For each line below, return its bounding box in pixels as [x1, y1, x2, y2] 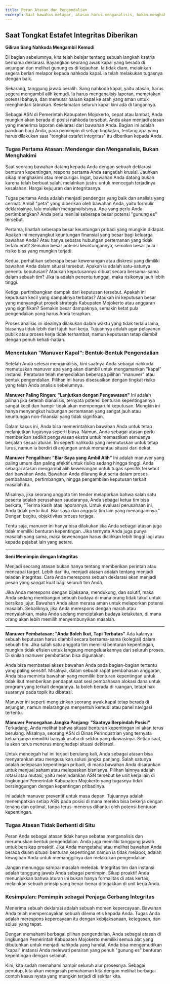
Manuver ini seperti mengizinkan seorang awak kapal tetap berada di [5, 699, 149, 705]
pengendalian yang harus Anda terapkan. [5, 310, 92, 317]
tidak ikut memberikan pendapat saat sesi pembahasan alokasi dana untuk [5, 678, 161, 684]
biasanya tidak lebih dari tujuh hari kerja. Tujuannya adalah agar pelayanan [5, 325, 161, 332]
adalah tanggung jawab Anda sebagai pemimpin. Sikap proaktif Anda [5, 870, 149, 876]
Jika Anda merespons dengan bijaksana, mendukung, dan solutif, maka [5, 589, 154, 595]
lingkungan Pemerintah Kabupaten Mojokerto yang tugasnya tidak [5, 777, 143, 783]
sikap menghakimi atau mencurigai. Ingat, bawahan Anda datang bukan [5, 174, 155, 180]
